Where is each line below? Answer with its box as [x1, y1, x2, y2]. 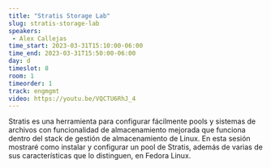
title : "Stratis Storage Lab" [8, 11, 111, 20]
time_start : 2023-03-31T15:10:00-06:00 [8, 42, 144, 50]
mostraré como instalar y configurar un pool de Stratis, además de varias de [8, 142, 264, 152]
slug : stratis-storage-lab [8, 19, 100, 27]
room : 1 [8, 72, 35, 80]
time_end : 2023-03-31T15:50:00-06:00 [8, 49, 136, 57]
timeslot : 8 [8, 65, 49, 73]
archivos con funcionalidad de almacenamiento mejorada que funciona [8, 125, 246, 135]
